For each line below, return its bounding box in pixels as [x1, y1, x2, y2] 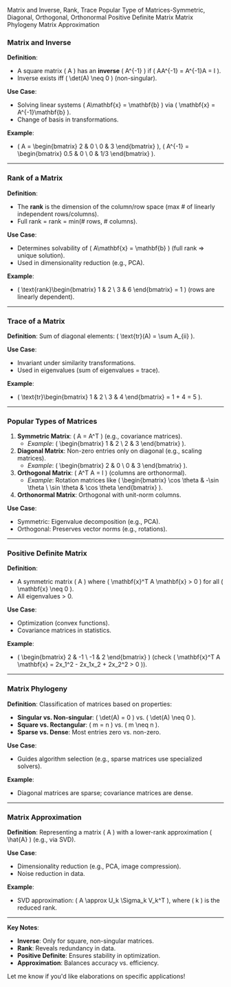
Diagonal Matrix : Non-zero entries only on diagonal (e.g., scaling [16, 447, 202, 455]
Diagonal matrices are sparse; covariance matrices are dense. [16, 788, 193, 797]
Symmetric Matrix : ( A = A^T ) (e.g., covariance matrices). [16, 432, 183, 440]
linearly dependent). [16, 293, 75, 301]
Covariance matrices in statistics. [16, 626, 112, 634]
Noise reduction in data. [16, 870, 85, 878]
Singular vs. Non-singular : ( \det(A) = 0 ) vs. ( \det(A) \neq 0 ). [16, 713, 196, 721]
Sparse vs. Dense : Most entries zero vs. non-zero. [16, 727, 162, 736]
